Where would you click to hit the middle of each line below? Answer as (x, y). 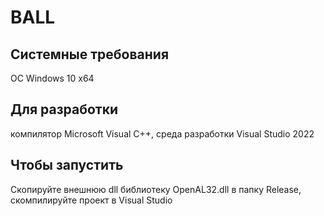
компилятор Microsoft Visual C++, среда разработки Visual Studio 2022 (162, 133)
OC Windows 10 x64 (52, 78)
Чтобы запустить (67, 165)
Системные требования (90, 54)
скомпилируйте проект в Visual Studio (91, 200)
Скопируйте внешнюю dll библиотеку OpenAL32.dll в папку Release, (156, 189)
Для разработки (64, 109)
